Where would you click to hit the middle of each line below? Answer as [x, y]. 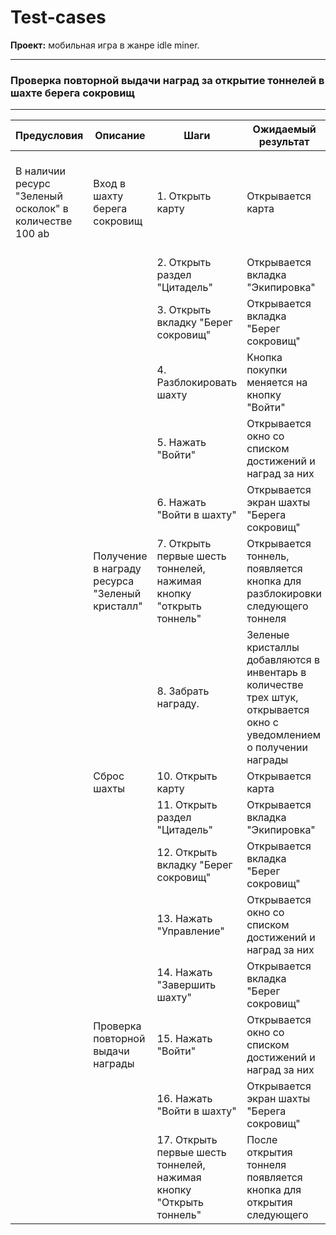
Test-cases [58, 17]
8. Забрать [183, 691]
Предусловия [49, 136]
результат [284, 142]
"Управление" [190, 931]
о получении [277, 748]
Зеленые [268, 635]
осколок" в [42, 209]
